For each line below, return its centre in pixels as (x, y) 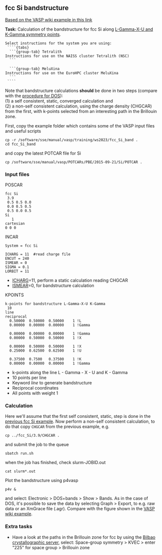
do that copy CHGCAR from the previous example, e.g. (57, 427)
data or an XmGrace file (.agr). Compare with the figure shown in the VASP (80, 509)
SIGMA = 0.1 (17, 267)
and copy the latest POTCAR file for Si (43, 153)
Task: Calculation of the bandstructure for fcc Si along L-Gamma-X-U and (79, 29)
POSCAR (14, 185)
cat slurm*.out (20, 471)
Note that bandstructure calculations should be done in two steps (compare (81, 90)
